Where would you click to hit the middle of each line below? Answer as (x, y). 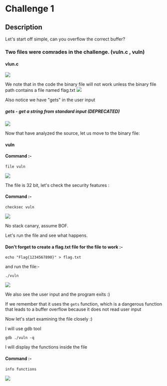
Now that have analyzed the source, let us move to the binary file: (73, 133)
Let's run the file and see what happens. (47, 235)
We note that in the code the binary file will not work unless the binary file (81, 84)
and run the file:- (22, 267)
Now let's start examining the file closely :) (49, 319)
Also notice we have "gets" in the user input (50, 100)
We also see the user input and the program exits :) (58, 294)
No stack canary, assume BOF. (37, 226)
